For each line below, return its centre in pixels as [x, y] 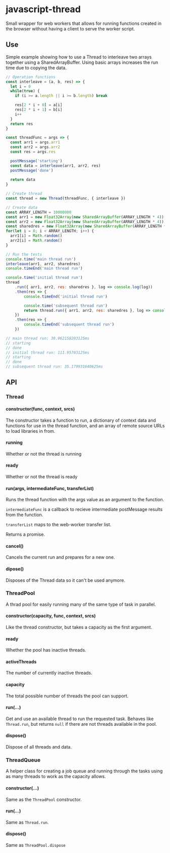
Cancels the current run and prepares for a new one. [60, 557]
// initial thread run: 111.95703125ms [48, 353]
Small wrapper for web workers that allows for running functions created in [84, 23]
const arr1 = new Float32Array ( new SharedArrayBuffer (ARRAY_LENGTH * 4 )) [85, 217]
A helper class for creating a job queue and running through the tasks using [84, 771]
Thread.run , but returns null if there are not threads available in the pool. [81, 724]
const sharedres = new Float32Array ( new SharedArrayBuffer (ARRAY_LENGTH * [86, 227]
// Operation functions [31, 77]
